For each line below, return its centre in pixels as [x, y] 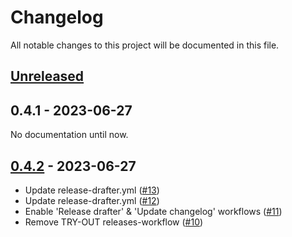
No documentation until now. [69, 135]
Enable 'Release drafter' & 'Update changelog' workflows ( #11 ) [153, 211]
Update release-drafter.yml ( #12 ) [92, 200]
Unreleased [47, 76]
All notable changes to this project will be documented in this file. [145, 45]
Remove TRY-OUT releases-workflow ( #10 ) [114, 222]
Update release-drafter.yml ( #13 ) [92, 190]
